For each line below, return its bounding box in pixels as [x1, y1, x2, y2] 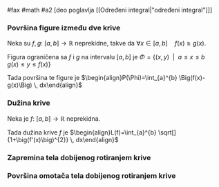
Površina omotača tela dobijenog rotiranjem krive [7, 171, 176, 181]
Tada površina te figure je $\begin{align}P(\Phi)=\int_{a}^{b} [7, 74, 178, 82]
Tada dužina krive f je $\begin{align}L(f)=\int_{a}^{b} [7, 128, 157, 137]
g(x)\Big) [7, 81, 32, 89]
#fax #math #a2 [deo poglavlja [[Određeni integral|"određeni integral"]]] [7, 6, 213, 14]
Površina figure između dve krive [7, 23, 121, 32]
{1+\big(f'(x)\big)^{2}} [7, 135, 69, 144]
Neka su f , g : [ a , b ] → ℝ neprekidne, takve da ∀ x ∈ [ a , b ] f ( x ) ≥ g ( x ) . [7, 39, 207, 48]
